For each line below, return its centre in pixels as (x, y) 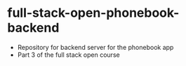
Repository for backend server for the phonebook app (95, 47)
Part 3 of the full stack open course (69, 55)
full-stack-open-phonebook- (93, 13)
